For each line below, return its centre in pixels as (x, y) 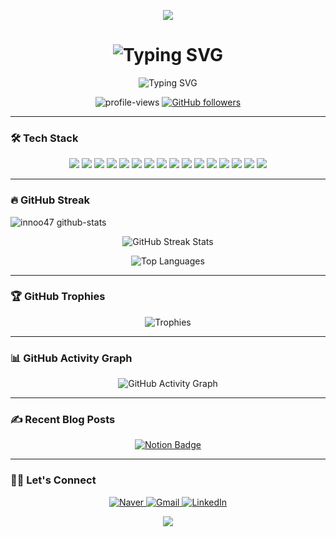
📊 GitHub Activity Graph (71, 358)
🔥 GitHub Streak (50, 200)
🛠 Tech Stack (44, 138)
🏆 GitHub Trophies (58, 297)
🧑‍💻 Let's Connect (53, 480)
